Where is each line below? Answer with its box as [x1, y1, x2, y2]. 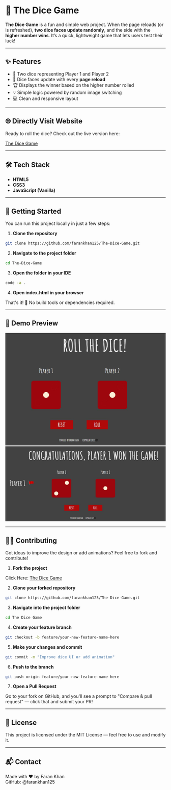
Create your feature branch [12, 624, 72, 630]
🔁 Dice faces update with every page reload [12, 76, 106, 82]
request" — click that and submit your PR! [5, 699, 93, 705]
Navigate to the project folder [12, 250, 76, 257]
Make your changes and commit [12, 644, 82, 650]
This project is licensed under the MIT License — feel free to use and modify [5, 732, 166, 738]
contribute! [5, 555, 28, 562]
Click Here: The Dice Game [5, 575, 63, 581]
